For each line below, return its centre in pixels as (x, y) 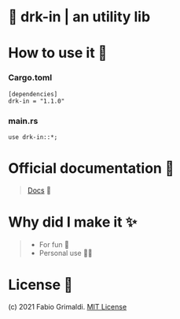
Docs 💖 (39, 190)
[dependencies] (33, 94)
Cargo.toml (30, 77)
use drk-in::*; (33, 137)
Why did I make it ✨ (73, 222)
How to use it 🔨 (58, 53)
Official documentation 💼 (91, 169)
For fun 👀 (54, 244)
